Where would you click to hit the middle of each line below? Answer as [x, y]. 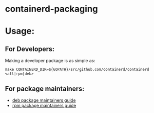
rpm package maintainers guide [44, 105]
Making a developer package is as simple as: [50, 61]
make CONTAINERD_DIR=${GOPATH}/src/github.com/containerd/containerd [77, 70]
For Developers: [30, 49]
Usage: [20, 31]
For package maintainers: [45, 89]
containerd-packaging [52, 9]
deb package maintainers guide [44, 100]
